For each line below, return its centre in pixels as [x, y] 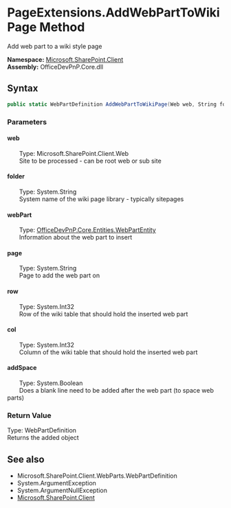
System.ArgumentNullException [62, 490]
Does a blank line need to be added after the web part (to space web [117, 390]
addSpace [22, 368]
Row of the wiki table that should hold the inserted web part [104, 314]
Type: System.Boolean [51, 383]
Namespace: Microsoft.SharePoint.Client [65, 59]
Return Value [29, 415]
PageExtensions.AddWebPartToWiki [113, 13]
